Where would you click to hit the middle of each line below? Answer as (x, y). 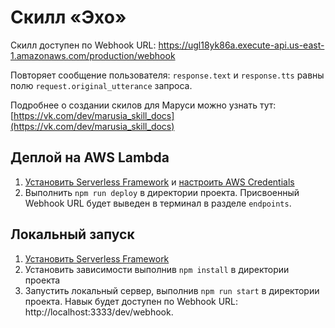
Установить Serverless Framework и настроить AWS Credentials (159, 182)
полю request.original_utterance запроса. (101, 85)
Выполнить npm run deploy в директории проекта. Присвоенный (162, 192)
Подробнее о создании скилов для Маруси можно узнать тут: (143, 105)
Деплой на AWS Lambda (90, 157)
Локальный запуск (72, 234)
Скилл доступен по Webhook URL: (83, 45)
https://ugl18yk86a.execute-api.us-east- (241, 45)
